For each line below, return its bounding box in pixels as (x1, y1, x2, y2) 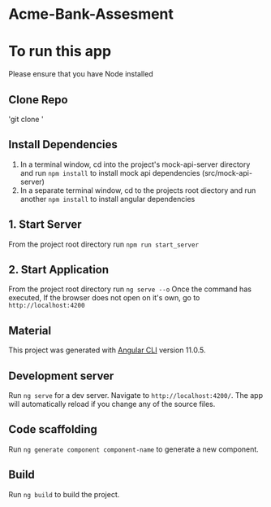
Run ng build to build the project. (8, 489, 120, 499)
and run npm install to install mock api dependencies (19, 168, 200, 177)
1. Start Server (8, 217, 83, 232)
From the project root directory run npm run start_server (8, 239, 200, 249)
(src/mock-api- (201, 168, 253, 177)
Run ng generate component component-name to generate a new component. (8, 444, 260, 454)
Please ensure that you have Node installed (8, 69, 153, 79)
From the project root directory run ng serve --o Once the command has (8, 284, 252, 294)
